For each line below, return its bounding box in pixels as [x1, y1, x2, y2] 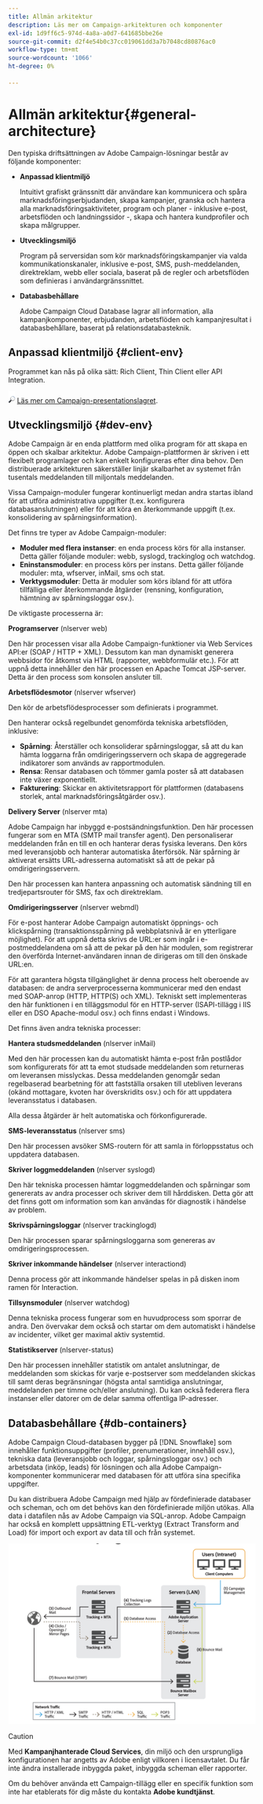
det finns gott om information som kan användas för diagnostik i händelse [8, 1197, 247, 1206]
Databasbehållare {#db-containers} [8, 1417, 188, 1430]
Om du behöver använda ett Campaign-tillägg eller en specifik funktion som [8, 1779, 254, 1788]
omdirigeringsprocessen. [8, 1244, 89, 1253]
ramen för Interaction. [8, 1283, 79, 1292]
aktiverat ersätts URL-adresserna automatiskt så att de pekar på [8, 856, 215, 865]
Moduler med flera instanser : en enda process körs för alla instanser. [19, 543, 246, 553]
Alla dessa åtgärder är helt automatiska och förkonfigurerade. [8, 1111, 207, 1120]
